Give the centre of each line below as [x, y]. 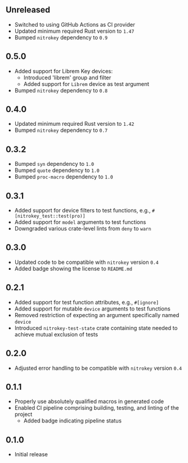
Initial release [31, 455]
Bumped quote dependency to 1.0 [57, 170]
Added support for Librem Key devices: [63, 71]
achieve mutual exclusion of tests [56, 334]
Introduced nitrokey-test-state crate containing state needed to [96, 328]
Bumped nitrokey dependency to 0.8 [61, 90]
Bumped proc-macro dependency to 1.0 [64, 177]
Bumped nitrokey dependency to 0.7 [61, 130]
